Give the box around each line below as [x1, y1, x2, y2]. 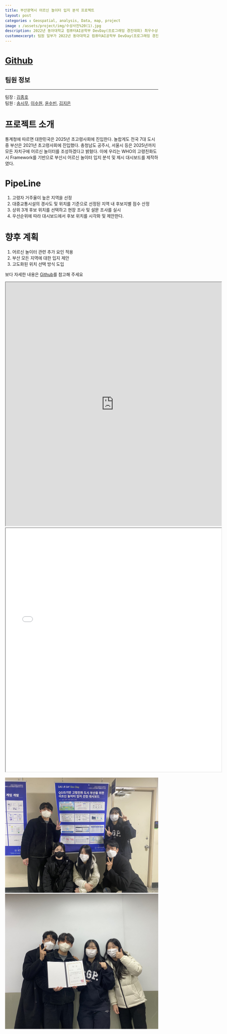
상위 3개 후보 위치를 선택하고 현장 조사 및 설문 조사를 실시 [12, 207, 121, 213]
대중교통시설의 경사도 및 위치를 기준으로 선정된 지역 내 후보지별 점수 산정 [12, 200, 150, 207]
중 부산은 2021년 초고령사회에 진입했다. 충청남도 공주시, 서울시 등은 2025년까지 [5, 142, 156, 148]
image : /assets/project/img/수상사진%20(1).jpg [5, 23, 101, 28]
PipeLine [5, 178, 41, 189]
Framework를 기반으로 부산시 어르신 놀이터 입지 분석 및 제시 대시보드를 [10, 154, 146, 160]
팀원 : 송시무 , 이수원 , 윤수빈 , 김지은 [5, 100, 71, 106]
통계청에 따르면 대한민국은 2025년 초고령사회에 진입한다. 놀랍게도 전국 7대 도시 [5, 136, 156, 142]
